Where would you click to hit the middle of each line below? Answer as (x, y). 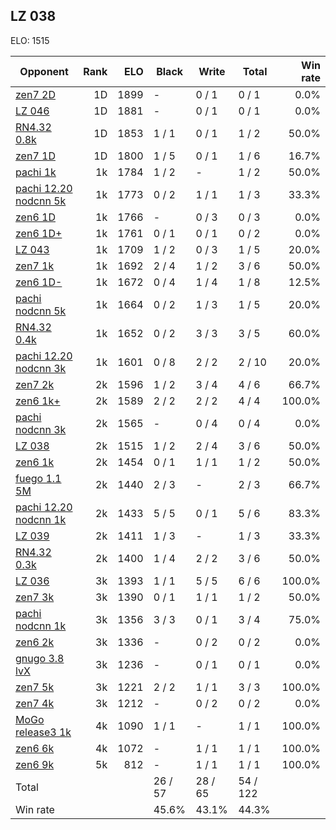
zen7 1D (35, 156)
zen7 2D (35, 94)
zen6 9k (35, 764)
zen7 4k (35, 703)
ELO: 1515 (30, 40)
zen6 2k (35, 642)
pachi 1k (36, 172)
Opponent (44, 71)
